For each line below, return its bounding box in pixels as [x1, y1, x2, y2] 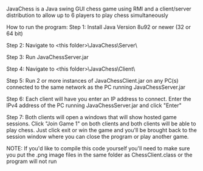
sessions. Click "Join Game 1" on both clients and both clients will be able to [6, 120, 196, 127]
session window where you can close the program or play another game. [6, 133, 189, 140]
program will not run [6, 158, 57, 165]
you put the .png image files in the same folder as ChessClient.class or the [6, 152, 193, 158]
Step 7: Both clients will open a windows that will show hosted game [6, 114, 177, 120]
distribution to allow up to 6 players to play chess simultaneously [6, 12, 168, 19]
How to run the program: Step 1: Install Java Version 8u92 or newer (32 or [6, 24, 191, 30]
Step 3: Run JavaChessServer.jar [6, 54, 89, 60]
